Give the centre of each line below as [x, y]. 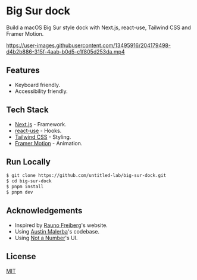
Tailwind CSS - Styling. [43, 137]
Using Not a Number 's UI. [46, 238]
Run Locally [28, 162]
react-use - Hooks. [38, 130]
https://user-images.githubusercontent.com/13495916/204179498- [89, 45]
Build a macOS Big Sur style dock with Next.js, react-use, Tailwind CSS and [99, 27]
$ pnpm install [25, 187]
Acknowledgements [44, 211]
